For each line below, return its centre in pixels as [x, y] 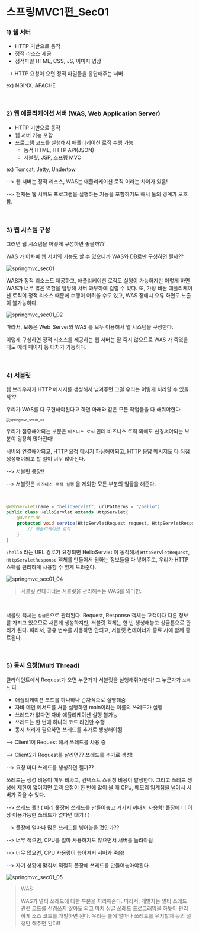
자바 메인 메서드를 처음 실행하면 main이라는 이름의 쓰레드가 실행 [89, 707]
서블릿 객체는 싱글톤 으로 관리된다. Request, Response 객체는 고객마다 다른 [92, 615]
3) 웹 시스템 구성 [28, 230]
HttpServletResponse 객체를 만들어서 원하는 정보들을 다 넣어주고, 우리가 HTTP [97, 559]
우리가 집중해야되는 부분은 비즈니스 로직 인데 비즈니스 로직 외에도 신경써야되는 [95, 432]
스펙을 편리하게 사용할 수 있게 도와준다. [51, 567]
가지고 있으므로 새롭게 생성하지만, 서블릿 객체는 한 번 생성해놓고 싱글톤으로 [98, 622]
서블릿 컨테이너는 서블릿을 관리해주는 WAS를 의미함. [81, 591]
